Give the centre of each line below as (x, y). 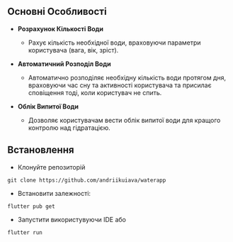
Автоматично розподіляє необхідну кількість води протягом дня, (127, 77)
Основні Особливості (57, 12)
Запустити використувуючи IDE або (72, 219)
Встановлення (41, 150)
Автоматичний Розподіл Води (64, 64)
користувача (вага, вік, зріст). (73, 50)
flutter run (25, 232)
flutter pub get (31, 206)
